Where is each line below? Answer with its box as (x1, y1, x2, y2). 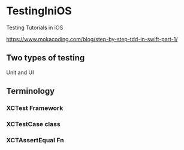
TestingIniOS (6, 4, 72, 18)
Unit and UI (6, 69, 34, 76)
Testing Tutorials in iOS (6, 24, 64, 31)
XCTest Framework (6, 104, 64, 112)
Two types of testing (6, 53, 85, 63)
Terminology (6, 86, 55, 96)
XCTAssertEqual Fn (6, 136, 64, 144)
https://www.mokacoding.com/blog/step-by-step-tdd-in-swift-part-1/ (6, 35, 178, 42)
